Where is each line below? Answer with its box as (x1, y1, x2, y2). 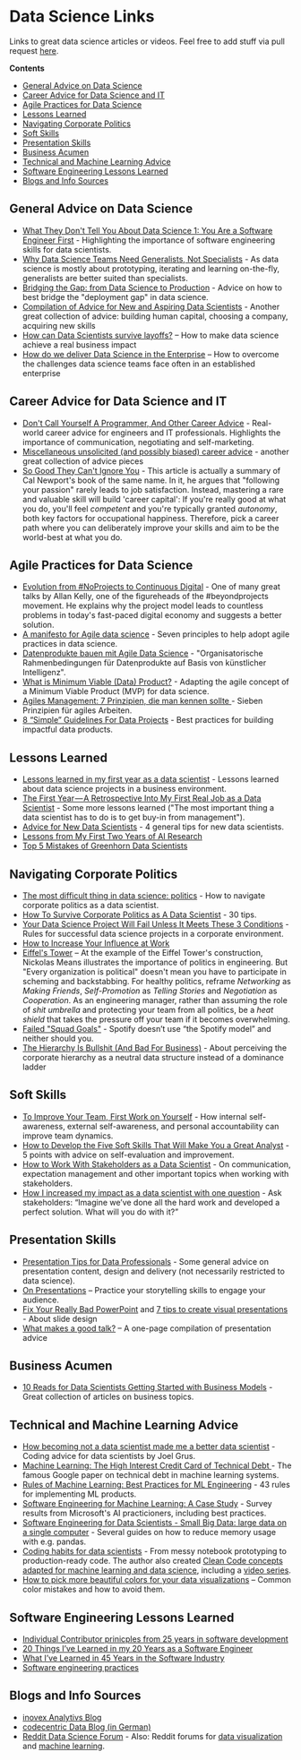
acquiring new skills (21, 320, 96, 331)
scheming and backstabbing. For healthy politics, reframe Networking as (21, 976, 291, 986)
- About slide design (21, 1313, 98, 1324)
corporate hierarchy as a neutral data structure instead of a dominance (21, 1052, 284, 1062)
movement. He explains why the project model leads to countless (21, 600, 264, 611)
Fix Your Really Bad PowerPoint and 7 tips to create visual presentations (21, 1303, 288, 1314)
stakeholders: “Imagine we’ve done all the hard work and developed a (21, 1197, 280, 1207)
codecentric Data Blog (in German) (21, 1721, 151, 1732)
